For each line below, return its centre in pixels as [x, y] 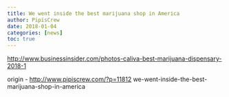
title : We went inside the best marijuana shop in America [94, 13]
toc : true [21, 39]
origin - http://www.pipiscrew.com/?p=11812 [69, 79]
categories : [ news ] [35, 33]
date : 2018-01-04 [32, 26]
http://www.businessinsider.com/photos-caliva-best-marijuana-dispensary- [115, 58]
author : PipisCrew [33, 20]
